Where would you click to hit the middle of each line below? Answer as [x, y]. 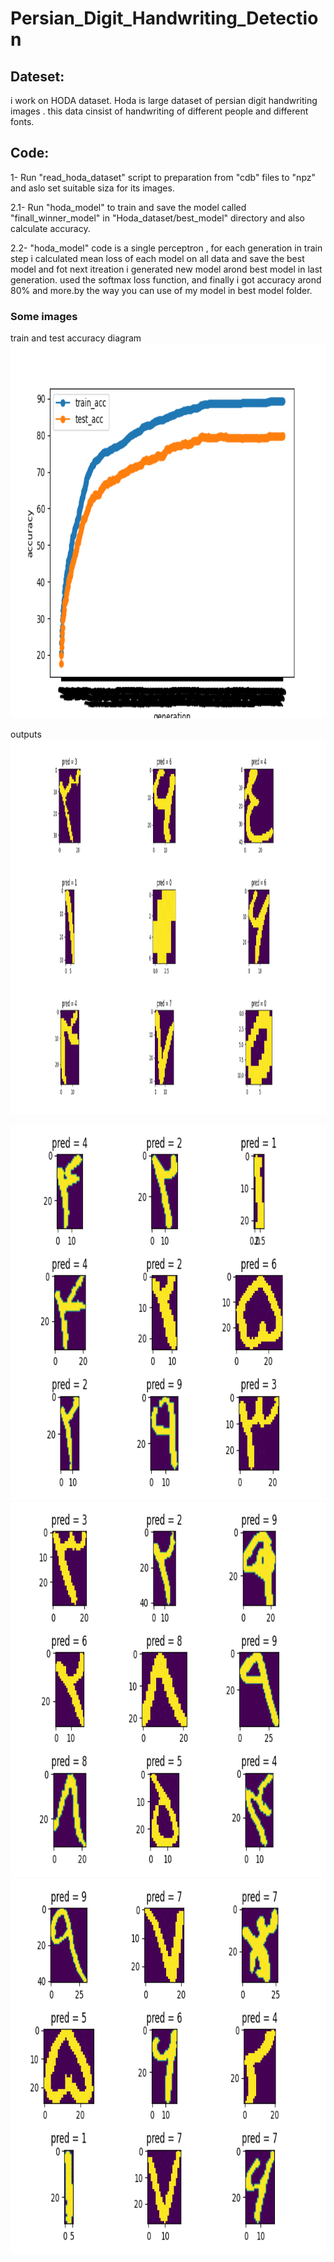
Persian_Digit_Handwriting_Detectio [164, 18]
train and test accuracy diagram [76, 338]
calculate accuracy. [50, 228]
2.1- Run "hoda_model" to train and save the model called [128, 207]
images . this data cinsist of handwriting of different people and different [159, 111]
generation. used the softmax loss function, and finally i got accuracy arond [166, 279]
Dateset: [37, 76]
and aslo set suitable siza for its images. [92, 188]
